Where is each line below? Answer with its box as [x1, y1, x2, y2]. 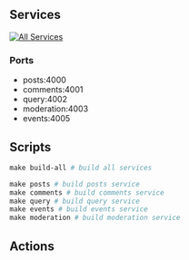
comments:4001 [22, 84, 84, 95]
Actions [9, 238, 55, 254]
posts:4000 [22, 74, 66, 85]
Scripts [9, 140, 52, 155]
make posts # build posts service [9, 179, 141, 188]
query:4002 [22, 94, 68, 105]
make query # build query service [9, 197, 141, 206]
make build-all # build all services [9, 163, 153, 172]
